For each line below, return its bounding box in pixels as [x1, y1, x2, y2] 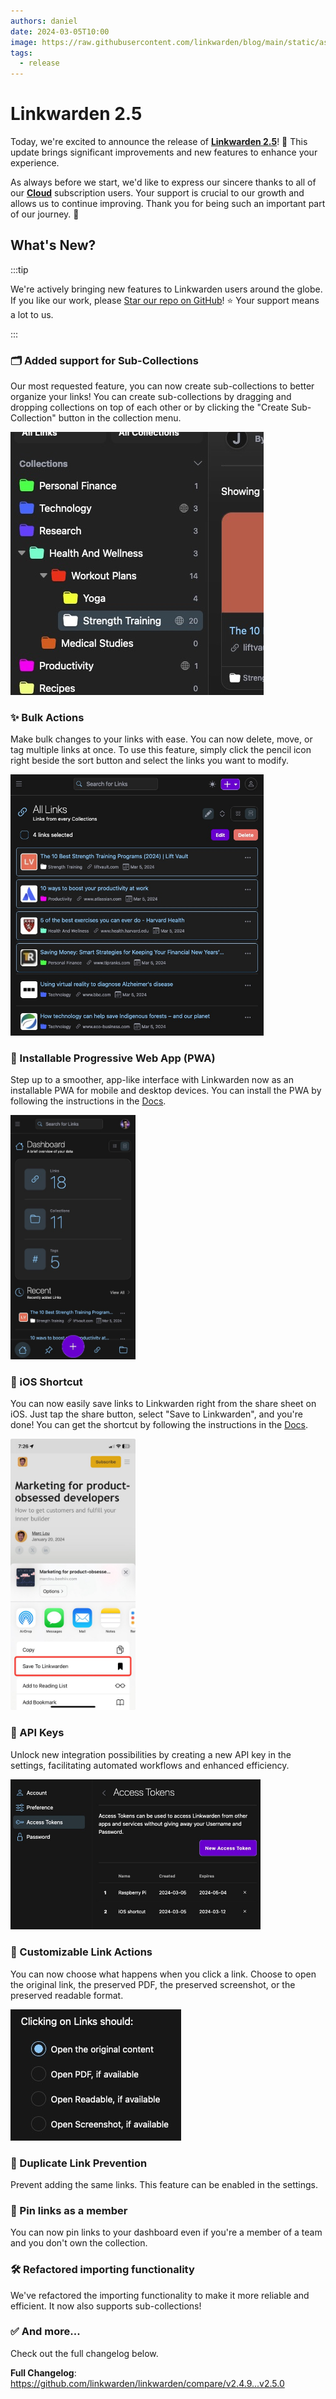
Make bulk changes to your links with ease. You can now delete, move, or [10, 733, 313, 745]
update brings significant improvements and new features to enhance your [10, 146, 318, 159]
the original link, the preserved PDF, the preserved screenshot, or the [10, 1978, 296, 1990]
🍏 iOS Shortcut [10, 1375, 83, 1389]
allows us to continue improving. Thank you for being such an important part [10, 198, 326, 210]
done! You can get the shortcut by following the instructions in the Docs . [10, 1419, 309, 1431]
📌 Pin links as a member [10, 2203, 128, 2217]
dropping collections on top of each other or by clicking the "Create [10, 401, 289, 414]
